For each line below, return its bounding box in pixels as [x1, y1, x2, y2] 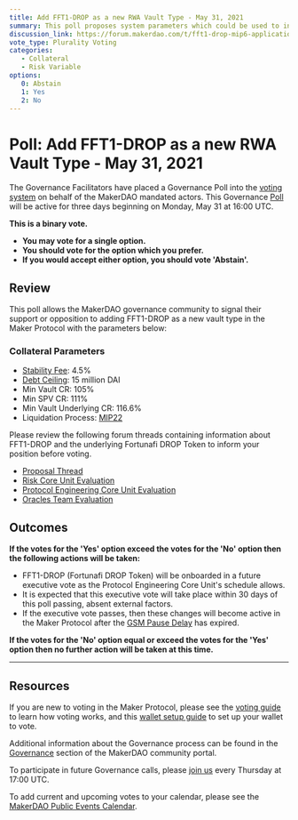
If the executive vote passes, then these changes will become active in [21, 608, 281, 619]
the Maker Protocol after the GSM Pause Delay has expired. [21, 617, 239, 628]
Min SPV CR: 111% [21, 393, 89, 405]
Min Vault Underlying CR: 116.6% [21, 403, 142, 414]
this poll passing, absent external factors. [21, 599, 174, 609]
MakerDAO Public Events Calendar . [9, 801, 137, 812]
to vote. [9, 721, 37, 732]
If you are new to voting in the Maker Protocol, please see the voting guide [9, 702, 281, 712]
